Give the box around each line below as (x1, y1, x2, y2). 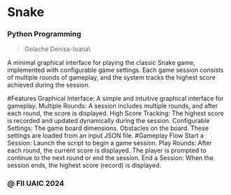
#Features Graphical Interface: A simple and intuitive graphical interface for (7, 94, 224, 103)
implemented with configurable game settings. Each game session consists (7, 66, 224, 74)
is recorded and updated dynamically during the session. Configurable (7, 117, 210, 125)
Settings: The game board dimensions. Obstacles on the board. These (7, 124, 209, 133)
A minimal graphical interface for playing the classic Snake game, (7, 59, 195, 67)
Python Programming (7, 29, 82, 39)
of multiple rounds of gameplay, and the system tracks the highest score (7, 73, 216, 82)
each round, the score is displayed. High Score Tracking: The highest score (7, 109, 225, 117)
